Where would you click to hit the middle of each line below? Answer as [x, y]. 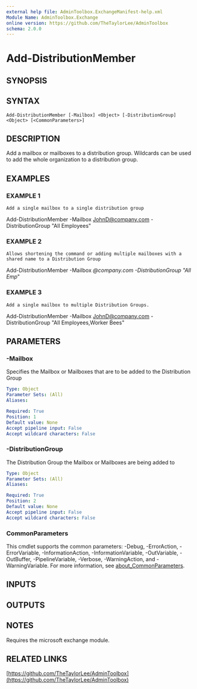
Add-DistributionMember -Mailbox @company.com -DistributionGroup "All [99, 270]
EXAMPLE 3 [24, 292]
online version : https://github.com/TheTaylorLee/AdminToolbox [87, 23]
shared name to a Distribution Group [54, 259]
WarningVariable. [28, 566]
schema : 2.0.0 [24, 29]
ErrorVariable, [23, 553]
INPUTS [21, 584]
